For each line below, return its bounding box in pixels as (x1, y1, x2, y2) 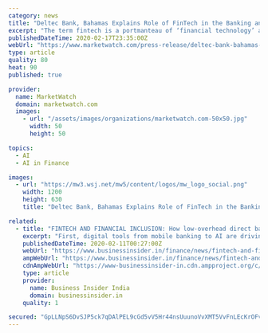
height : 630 (22, 196, 62, 204)
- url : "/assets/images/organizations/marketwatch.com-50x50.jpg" (22, 115, 248, 123)
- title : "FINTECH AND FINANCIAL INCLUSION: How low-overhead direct (15, 225, 251, 233)
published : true (8, 71, 62, 79)
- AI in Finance (15, 159, 69, 167)
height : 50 (29, 130, 66, 138)
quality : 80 (8, 57, 48, 65)
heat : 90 (8, 64, 37, 72)
